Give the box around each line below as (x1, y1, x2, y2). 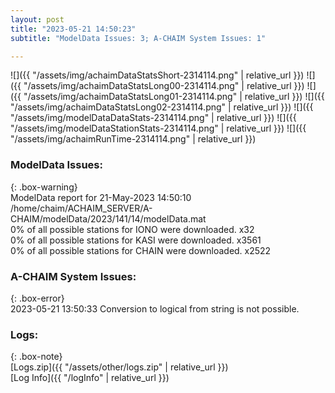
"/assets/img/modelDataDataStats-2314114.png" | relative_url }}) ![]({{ (10, 112, 297, 124)
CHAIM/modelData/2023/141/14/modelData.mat (10, 212, 207, 225)
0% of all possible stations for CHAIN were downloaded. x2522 (10, 244, 272, 256)
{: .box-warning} (10, 181, 78, 193)
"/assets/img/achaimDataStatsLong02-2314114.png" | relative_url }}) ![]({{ (10, 101, 314, 113)
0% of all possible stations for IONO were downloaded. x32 (10, 223, 255, 235)
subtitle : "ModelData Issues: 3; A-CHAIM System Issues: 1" (10, 33, 267, 43)
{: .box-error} (10, 292, 65, 304)
